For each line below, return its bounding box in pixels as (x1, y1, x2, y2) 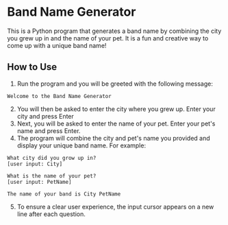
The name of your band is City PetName (7, 190, 121, 198)
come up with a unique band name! (7, 41, 107, 49)
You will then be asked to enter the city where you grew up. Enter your (16, 104, 216, 113)
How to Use (7, 61, 58, 73)
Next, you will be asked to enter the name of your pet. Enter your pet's (16, 119, 216, 128)
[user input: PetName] (7, 178, 72, 185)
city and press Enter (16, 112, 74, 120)
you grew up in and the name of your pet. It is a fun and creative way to (7, 34, 209, 42)
